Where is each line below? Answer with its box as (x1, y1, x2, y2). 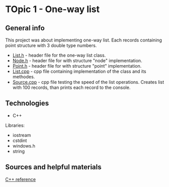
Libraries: (5, 122, 25, 128)
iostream (12, 132, 31, 138)
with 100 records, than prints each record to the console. (12, 84, 131, 90)
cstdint (12, 137, 27, 144)
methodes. (12, 74, 35, 79)
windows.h (12, 143, 35, 149)
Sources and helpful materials (5, 163, 102, 171)
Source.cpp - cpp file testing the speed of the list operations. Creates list (12, 79, 164, 85)
